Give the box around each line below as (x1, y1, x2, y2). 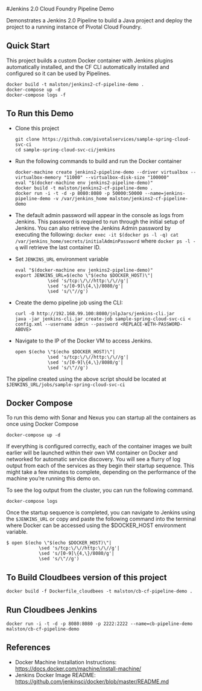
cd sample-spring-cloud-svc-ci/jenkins (14, 146, 116, 153)
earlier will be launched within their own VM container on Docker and (6, 449, 178, 456)
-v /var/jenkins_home (53, 195, 107, 201)
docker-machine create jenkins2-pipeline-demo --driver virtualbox (14, 169, 188, 175)
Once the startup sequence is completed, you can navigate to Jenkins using (6, 509, 195, 516)
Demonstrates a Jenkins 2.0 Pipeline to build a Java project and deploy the (6, 17, 192, 24)
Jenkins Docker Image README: (14, 671, 96, 678)
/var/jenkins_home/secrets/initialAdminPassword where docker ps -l (14, 237, 191, 244)
